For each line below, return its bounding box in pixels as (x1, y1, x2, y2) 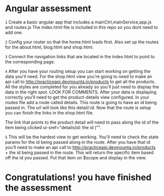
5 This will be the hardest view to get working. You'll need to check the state (5, 134, 159, 140)
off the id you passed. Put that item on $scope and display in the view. (5, 154, 147, 160)
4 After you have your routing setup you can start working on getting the (5, 68, 151, 74)
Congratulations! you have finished (5, 172, 152, 183)
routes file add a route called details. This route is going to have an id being (5, 99, 157, 105)
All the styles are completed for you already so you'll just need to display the (5, 84, 159, 89)
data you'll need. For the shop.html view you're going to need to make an (5, 73, 153, 79)
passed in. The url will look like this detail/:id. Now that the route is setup (5, 105, 151, 110)
